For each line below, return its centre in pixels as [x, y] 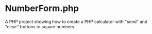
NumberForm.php [42, 8]
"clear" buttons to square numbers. [40, 26]
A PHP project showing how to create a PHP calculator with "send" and [76, 22]
